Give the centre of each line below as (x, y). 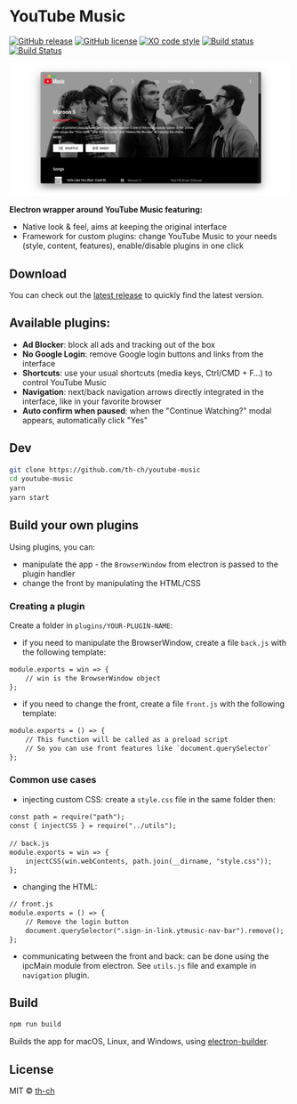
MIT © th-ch (32, 1091)
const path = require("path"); (67, 817)
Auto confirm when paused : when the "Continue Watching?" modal (147, 410)
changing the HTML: (60, 886)
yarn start (29, 498)
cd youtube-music (41, 479)
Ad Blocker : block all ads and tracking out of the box (119, 344)
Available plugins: (60, 323)
